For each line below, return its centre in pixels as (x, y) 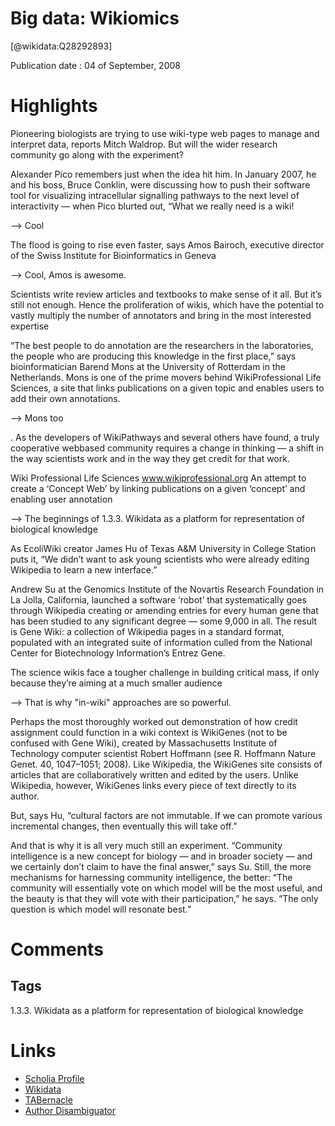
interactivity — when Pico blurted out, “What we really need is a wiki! (152, 206)
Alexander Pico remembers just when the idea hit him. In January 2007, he (163, 174)
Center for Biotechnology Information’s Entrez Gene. (118, 653)
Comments (57, 949)
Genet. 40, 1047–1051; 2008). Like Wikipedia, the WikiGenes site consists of (166, 764)
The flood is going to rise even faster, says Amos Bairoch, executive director (167, 244)
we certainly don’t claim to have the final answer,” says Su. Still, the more (161, 866)
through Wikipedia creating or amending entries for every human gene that (164, 610)
